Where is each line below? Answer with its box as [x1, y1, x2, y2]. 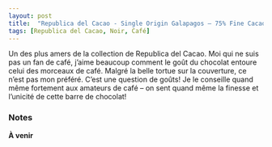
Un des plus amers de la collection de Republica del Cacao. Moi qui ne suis [8, 49, 259, 59]
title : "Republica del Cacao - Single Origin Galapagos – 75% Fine [8, 19, 244, 27]
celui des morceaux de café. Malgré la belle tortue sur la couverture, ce [8, 66, 247, 76]
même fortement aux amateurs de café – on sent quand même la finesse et [8, 83, 259, 93]
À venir [8, 130, 34, 140]
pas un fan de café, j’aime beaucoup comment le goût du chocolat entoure [8, 57, 257, 67]
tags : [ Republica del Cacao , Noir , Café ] [8, 27, 151, 35]
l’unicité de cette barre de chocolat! [8, 92, 127, 102]
